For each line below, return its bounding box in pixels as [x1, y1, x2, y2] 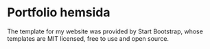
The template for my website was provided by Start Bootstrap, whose [7, 27, 204, 35]
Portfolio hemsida [7, 5, 110, 20]
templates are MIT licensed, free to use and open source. [7, 34, 170, 42]
